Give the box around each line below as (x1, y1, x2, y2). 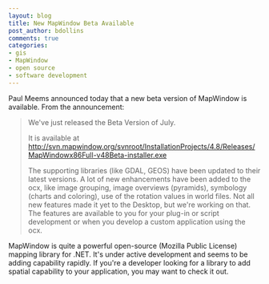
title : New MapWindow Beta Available (8, 19, 134, 27)
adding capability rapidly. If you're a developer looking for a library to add (8, 258, 251, 267)
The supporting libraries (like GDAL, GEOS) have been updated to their (27, 165, 261, 175)
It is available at (27, 133, 80, 143)
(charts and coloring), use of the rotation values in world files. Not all (27, 191, 255, 201)
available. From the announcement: (8, 102, 125, 112)
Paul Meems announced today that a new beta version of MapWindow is (8, 93, 247, 103)
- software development (8, 71, 88, 79)
